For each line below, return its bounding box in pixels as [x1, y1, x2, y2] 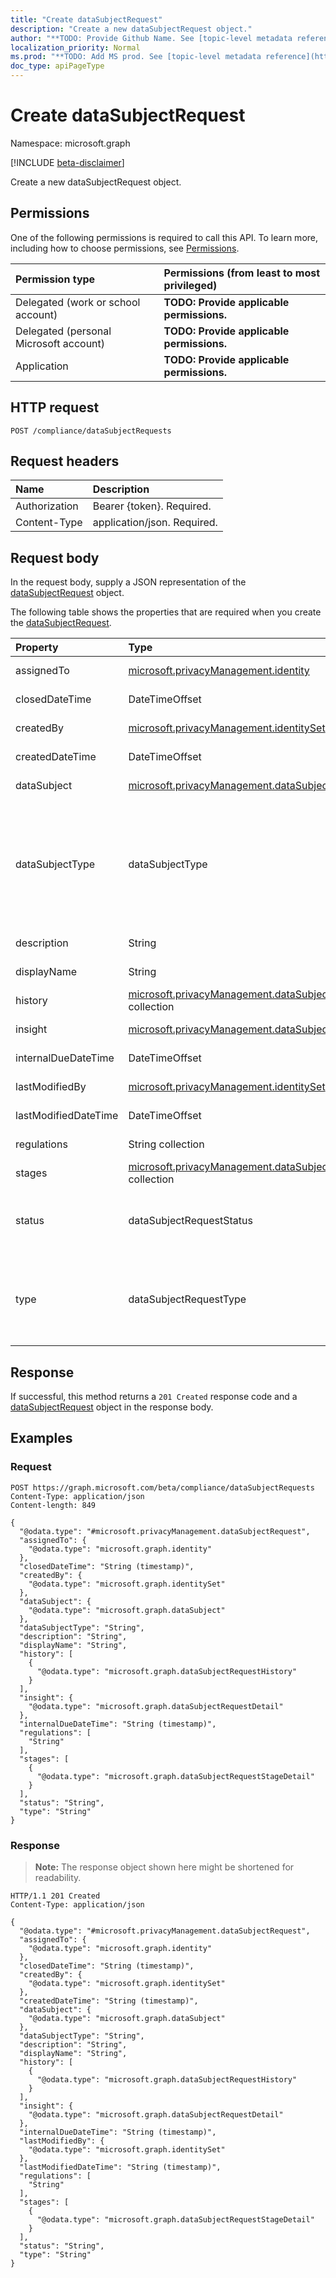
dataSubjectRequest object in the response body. [10, 1401, 214, 1413]
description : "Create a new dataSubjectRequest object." [10, 24, 253, 34]
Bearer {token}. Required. [92, 499, 212, 513]
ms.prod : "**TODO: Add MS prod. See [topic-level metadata [10, 52, 262, 62]
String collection [128, 1137, 205, 1151]
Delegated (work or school [15, 295, 141, 309]
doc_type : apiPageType [10, 61, 105, 71]
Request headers [10, 452, 120, 470]
